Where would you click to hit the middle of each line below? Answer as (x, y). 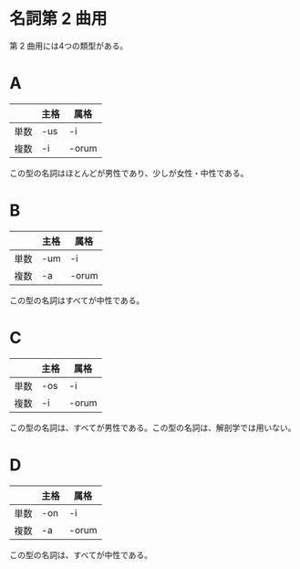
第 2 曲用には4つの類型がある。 (69, 46)
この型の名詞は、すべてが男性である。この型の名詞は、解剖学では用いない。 (153, 427)
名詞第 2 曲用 (58, 19)
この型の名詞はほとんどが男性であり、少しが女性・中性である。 (129, 173)
